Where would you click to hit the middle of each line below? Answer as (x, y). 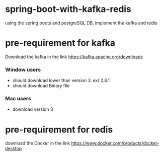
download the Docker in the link (38, 143)
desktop (14, 149)
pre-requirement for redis (59, 129)
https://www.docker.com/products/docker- (115, 143)
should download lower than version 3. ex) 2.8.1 (61, 80)
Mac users (18, 99)
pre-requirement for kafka (60, 43)
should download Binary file (41, 86)
